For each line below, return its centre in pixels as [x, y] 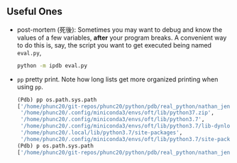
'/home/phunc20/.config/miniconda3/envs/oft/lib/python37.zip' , [117, 113]
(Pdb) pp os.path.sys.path [57, 100]
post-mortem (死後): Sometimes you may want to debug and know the [120, 29]
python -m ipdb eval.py [52, 66]
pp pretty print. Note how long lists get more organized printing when [117, 79]
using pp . [30, 86]
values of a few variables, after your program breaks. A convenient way [122, 38]
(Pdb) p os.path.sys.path [55, 146]
